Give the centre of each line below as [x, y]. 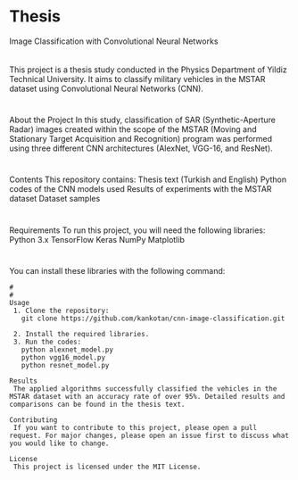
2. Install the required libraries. [81, 334]
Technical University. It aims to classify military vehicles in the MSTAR [137, 79]
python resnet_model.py [65, 365]
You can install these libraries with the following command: [117, 270]
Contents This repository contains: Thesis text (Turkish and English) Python [148, 179]
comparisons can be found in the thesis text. [97, 404]
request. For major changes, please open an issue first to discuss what [149, 435]
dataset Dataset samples [55, 199]
